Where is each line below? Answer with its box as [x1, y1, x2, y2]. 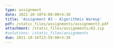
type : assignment [5, 7, 42, 12]
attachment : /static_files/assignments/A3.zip [5, 26, 104, 31]
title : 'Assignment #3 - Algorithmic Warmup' [5, 16, 102, 21]
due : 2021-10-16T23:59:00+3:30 [5, 35, 71, 40]
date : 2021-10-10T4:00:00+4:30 [5, 12, 71, 17]
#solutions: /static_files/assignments [5, 30, 89, 35]
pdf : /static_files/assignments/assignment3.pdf [5, 21, 109, 26]
